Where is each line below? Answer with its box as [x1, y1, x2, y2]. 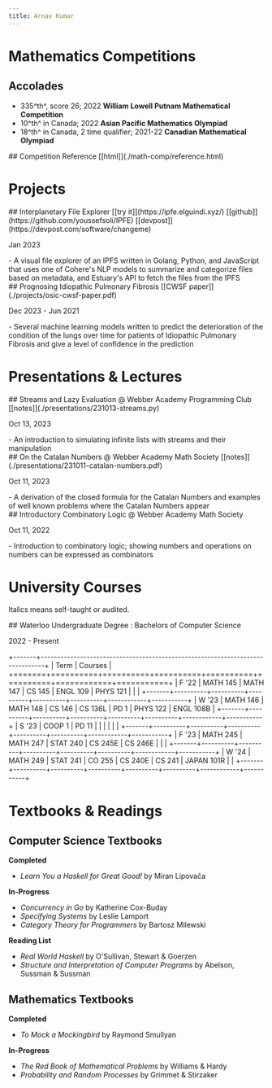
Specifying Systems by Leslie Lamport [19, 911, 149, 921]
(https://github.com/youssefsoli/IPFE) [8, 215, 134, 225]
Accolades [8, 79, 64, 94]
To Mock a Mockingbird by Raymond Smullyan [19, 1030, 177, 1040]
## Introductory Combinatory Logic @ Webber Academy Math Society [8, 509, 244, 519]
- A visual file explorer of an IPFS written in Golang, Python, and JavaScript [8, 256, 260, 265]
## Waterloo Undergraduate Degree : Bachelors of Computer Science [8, 620, 242, 631]
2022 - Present [8, 636, 59, 646]
